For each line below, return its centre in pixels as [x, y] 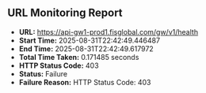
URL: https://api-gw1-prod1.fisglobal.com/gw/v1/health [109, 32]
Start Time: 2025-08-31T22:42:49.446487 [89, 40]
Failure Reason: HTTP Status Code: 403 [85, 82]
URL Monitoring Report [65, 13]
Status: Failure [43, 73]
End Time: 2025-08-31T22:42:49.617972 [86, 48]
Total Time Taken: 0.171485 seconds [79, 57]
